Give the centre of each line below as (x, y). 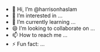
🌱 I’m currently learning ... (44, 22)
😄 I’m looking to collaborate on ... (53, 28)
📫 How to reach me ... (40, 35)
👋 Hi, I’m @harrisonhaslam (45, 9)
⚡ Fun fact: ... (28, 44)
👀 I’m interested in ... (37, 16)
